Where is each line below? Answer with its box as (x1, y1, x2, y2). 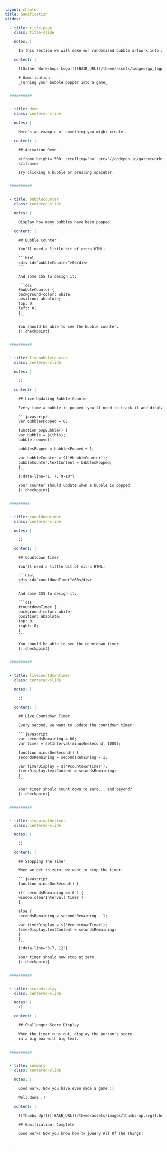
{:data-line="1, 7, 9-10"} (18, 474, 75, 479)
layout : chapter (5, 7, 39, 12)
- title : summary (9, 1063, 46, 1068)
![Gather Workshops (18, 66, 59, 71)
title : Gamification (5, 12, 48, 17)
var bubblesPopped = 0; (18, 419, 68, 424)
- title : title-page (9, 25, 52, 30)
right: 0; (18, 623, 39, 628)
